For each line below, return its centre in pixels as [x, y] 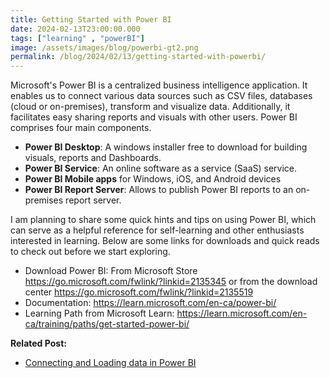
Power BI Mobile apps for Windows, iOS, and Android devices [153, 179]
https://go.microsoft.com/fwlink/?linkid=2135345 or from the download [171, 282]
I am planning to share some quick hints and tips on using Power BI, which [163, 220]
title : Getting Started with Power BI [91, 19]
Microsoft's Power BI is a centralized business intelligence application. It [159, 85]
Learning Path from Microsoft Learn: [99, 313]
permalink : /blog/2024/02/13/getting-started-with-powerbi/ [138, 57]
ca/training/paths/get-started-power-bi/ [107, 324]
